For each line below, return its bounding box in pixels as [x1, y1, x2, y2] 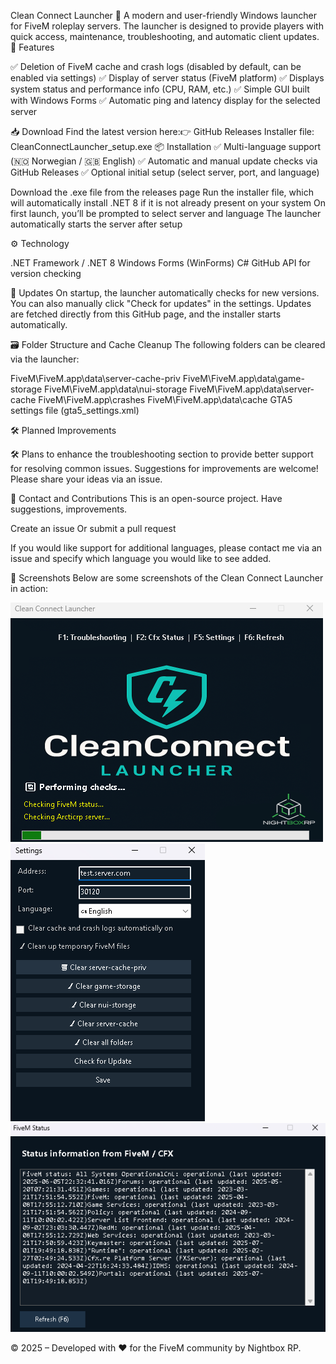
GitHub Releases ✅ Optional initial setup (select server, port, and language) [10, 166, 320, 178]
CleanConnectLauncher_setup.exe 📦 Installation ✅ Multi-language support [10, 141, 322, 152]
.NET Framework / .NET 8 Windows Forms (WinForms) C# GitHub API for [10, 257, 311, 269]
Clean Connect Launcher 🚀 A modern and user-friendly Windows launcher [10, 10, 317, 21]
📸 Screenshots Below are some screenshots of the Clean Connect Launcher [10, 572, 324, 584]
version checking [10, 268, 82, 279]
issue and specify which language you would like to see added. [10, 553, 272, 564]
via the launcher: [10, 353, 80, 365]
